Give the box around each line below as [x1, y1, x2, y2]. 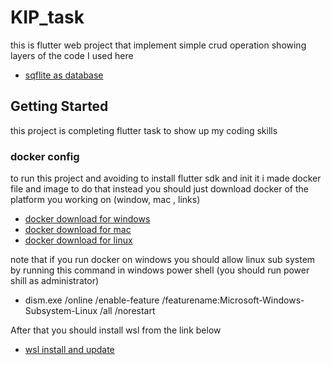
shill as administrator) [10, 275, 100, 287]
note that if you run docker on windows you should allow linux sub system [10, 254, 316, 266]
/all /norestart [99, 305, 156, 317]
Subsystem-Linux [24, 305, 98, 317]
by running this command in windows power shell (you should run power [10, 264, 310, 276]
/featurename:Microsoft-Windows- [161, 294, 305, 306]
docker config [10, 149, 80, 163]
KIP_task [10, 6, 85, 29]
